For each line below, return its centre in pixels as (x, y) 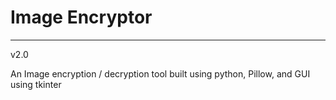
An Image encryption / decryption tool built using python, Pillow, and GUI (160, 73)
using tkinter (36, 84)
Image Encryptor (81, 17)
